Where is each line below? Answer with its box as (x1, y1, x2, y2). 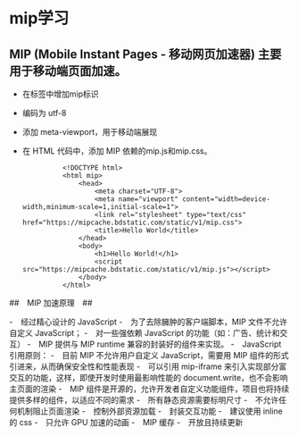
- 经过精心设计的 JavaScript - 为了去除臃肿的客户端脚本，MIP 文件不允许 (9, 316, 288, 327)
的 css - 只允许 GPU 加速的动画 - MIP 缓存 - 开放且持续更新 (9, 417, 244, 427)
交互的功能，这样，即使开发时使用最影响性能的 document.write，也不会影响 (9, 373, 288, 382)
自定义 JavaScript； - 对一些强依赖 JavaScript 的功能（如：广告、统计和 (9, 328, 280, 338)
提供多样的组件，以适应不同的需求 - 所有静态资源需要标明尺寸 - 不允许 (9, 395, 279, 405)
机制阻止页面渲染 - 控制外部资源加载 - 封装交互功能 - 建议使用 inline (16, 406, 283, 416)
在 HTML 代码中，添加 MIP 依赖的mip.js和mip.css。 (21, 146, 212, 156)
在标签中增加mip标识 (21, 88, 100, 99)
